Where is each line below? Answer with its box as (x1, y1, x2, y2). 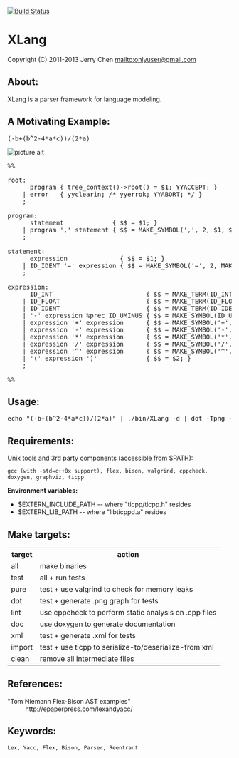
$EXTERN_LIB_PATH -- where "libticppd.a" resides (17, 508, 167, 516)
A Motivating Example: (7, 116, 110, 128)
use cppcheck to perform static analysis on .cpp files (39, 608, 217, 617)
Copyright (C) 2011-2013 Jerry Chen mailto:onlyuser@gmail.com (7, 55, 197, 63)
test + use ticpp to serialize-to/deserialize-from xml (39, 642, 214, 652)
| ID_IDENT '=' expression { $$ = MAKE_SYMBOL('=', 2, (22, 261, 218, 270)
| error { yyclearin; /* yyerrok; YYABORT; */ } (22, 190, 203, 198)
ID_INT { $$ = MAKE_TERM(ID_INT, (29, 290, 237, 298)
